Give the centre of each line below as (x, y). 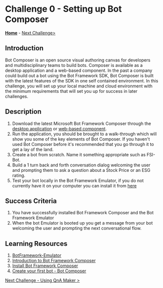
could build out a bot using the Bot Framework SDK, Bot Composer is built (79, 75)
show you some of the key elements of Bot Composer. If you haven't (81, 139)
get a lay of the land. (33, 149)
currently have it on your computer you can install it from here (74, 185)
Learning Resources (36, 243)
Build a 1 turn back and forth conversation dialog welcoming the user (81, 165)
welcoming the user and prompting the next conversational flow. (77, 228)
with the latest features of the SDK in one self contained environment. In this (82, 81)
